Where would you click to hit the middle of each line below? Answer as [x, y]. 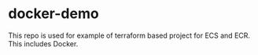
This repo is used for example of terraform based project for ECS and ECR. [129, 35]
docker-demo [54, 14]
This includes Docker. [43, 43]
